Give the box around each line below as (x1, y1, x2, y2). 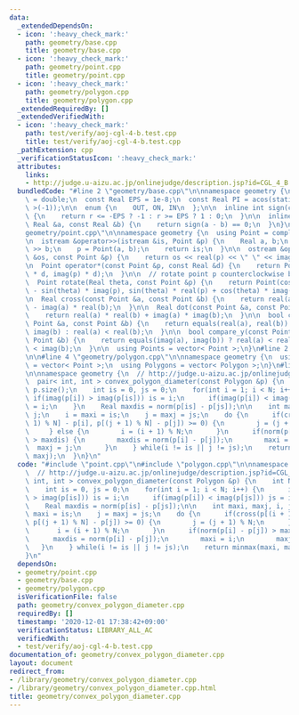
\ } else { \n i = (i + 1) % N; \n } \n (25, 427, 229, 436)
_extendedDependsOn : (17, 21, 93, 30)
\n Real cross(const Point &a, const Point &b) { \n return (25, 295, 265, 304)
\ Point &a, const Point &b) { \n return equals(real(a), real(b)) (25, 320, 289, 329)
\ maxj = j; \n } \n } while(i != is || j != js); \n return (25, 443, 293, 452)
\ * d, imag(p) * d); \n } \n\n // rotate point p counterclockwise (25, 270, 285, 279)
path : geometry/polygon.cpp (25, 87, 129, 96)
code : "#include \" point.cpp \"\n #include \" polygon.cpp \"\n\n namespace (17, 460, 289, 469)
